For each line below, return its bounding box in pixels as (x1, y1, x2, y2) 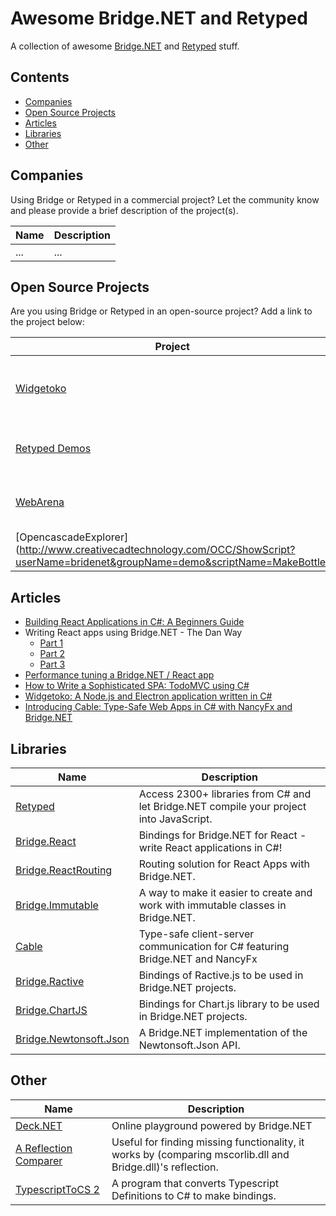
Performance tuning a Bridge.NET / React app (24, 669, 215, 681)
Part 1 (39, 637, 64, 649)
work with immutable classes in (138, 898, 287, 912)
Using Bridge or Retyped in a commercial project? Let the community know (10, 193, 320, 206)
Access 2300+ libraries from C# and (138, 787, 312, 801)
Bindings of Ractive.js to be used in (138, 968, 304, 982)
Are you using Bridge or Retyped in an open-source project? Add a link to (10, 305, 313, 317)
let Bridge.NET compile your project (138, 800, 307, 813)
